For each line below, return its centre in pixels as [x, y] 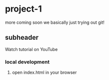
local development [27, 62]
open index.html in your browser [44, 72]
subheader [22, 38]
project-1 [23, 9]
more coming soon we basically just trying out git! [55, 22]
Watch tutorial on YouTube [31, 49]
